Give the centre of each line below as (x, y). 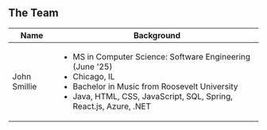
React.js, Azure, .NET (112, 106)
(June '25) (93, 67)
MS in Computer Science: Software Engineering (162, 56)
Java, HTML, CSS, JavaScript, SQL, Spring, (153, 96)
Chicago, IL (94, 76)
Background (157, 35)
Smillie (25, 86)
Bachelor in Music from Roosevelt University (155, 86)
